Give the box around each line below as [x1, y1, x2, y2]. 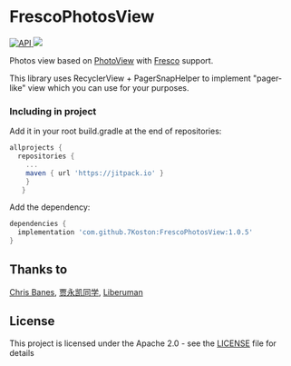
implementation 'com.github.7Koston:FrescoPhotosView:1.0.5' [17, 228, 254, 237]
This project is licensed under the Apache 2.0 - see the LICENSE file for [9, 338, 276, 349]
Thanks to [9, 262, 68, 277]
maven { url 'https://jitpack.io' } [25, 168, 165, 178]
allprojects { [9, 143, 63, 153]
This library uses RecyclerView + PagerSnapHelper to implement [9, 73, 251, 84]
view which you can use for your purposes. [27, 82, 189, 93]
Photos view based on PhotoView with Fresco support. [9, 54, 214, 65]
